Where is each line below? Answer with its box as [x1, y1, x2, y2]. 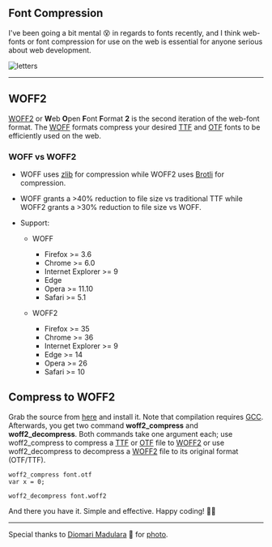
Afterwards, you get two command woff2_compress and [8, 421, 198, 430]
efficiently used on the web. [8, 130, 101, 140]
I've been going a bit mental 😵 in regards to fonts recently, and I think [8, 28, 241, 37]
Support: [19, 218, 50, 228]
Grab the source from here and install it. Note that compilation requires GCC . [8, 412, 264, 421]
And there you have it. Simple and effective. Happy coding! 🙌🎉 [8, 506, 216, 515]
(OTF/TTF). [8, 455, 46, 464]
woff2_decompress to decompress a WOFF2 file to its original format [8, 446, 239, 456]
